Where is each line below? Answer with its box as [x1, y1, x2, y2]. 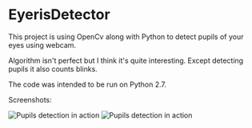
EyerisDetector [8, 6, 110, 24]
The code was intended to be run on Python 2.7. [8, 80, 166, 89]
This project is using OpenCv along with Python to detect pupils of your [8, 32, 244, 41]
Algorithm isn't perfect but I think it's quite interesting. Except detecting [8, 56, 244, 65]
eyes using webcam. [8, 40, 77, 49]
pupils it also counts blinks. [8, 64, 98, 73]
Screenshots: [8, 95, 52, 104]
